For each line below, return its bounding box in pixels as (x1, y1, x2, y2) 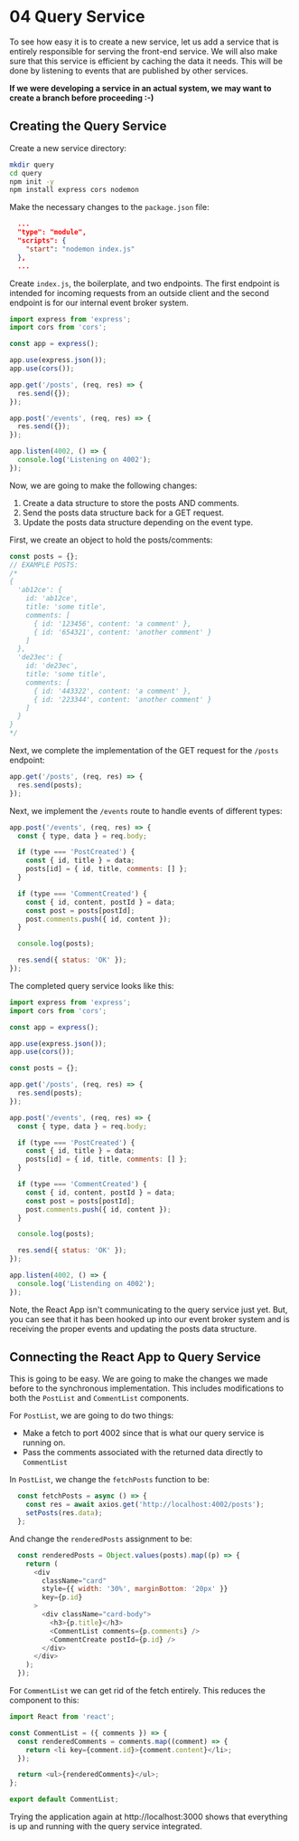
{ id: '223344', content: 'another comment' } (33, 695, 212, 704)
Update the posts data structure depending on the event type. (22, 516, 254, 527)
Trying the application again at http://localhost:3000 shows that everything (9, 1811, 288, 1822)
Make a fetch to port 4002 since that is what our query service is (22, 1428, 265, 1439)
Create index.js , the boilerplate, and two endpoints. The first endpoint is (9, 278, 280, 289)
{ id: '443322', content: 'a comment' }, (33, 686, 192, 695)
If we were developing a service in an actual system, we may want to (9, 82, 272, 93)
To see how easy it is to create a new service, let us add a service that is (9, 36, 279, 47)
